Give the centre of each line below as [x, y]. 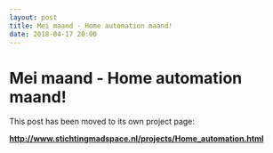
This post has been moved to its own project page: [102, 122]
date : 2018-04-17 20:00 [53, 34]
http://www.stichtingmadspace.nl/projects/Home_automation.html [136, 139]
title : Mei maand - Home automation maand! [91, 26]
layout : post [33, 17]
